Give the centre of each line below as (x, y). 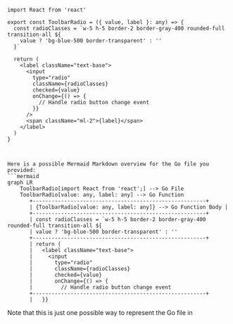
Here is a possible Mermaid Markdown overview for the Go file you (108, 164)
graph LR (20, 182)
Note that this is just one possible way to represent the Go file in (100, 313)
